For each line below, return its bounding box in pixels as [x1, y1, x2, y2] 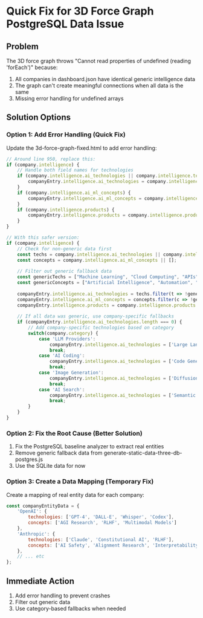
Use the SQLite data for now [14, 462, 86, 470]
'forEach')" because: [6, 64, 58, 71]
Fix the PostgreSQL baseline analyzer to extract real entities [14, 443, 164, 450]
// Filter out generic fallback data [17, 268, 112, 274]
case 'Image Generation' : [38, 370, 104, 376]
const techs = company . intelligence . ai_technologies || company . [17, 251, 185, 257]
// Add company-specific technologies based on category [28, 325, 174, 331]
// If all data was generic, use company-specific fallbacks [17, 313, 174, 319]
